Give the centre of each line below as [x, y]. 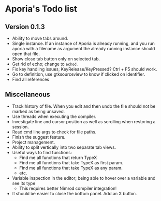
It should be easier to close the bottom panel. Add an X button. [74, 193]
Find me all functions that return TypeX [58, 158]
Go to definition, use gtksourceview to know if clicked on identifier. [78, 74]
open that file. [26, 54]
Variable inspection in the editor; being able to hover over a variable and [84, 178]
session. [20, 127]
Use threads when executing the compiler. [54, 116]
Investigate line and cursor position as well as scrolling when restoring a [84, 121]
